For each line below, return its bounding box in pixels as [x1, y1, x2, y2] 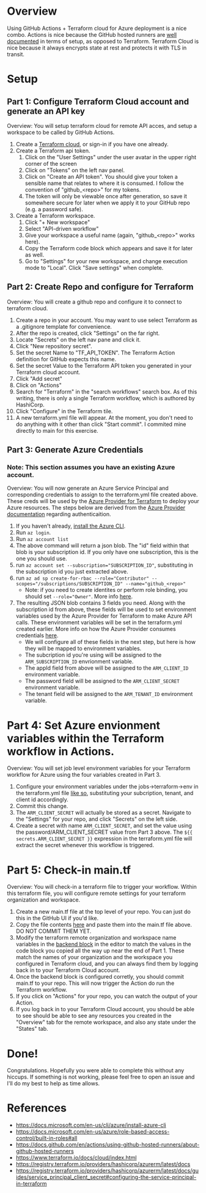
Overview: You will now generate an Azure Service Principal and [7, 485, 169, 492]
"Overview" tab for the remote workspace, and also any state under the [15, 1019, 196, 1026]
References [7, 1101, 67, 1115]
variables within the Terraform [7, 731, 164, 745]
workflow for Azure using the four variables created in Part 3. [7, 771, 161, 779]
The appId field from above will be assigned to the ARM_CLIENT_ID [24, 664, 189, 671]
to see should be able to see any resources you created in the [15, 1012, 172, 1020]
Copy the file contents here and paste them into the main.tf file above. [15, 921, 192, 929]
